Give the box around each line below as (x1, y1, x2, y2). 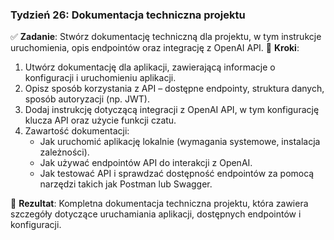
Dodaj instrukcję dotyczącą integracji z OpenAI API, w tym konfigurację (24, 104, 320, 116)
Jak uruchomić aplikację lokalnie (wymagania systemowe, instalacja (39, 136, 321, 148)
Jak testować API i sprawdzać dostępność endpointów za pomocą (39, 168, 315, 180)
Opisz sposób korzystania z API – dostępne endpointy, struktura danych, (24, 83, 325, 95)
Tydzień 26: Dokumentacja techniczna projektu (10, 8, 246, 22)
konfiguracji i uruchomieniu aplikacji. (24, 72, 177, 84)
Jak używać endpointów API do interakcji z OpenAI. (39, 157, 253, 169)
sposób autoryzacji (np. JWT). (24, 93, 150, 105)
